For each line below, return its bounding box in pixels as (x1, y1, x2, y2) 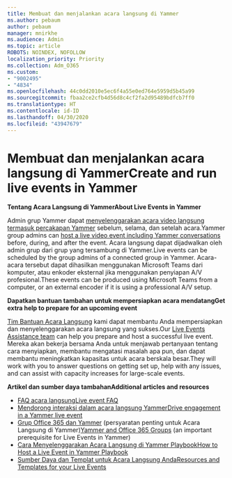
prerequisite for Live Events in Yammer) (17, 433, 131, 442)
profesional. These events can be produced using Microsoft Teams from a (7, 276, 218, 284)
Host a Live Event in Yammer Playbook (17, 448, 129, 456)
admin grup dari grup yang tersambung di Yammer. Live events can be (7, 246, 208, 254)
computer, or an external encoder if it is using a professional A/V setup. (7, 283, 212, 291)
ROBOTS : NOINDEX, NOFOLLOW (7, 49, 86, 56)
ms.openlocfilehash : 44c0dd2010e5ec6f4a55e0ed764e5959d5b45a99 (7, 88, 195, 95)
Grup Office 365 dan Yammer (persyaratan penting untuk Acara (17, 419, 201, 427)
